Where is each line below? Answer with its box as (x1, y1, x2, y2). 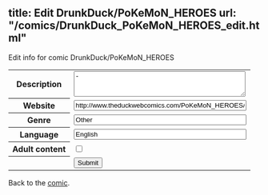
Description (16, 79, 62, 90)
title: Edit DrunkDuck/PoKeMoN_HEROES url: (8, 6, 237, 20)
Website (22, 100, 56, 111)
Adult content (12, 144, 66, 155)
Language (19, 129, 58, 141)
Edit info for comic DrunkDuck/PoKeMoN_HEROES (8, 52, 174, 62)
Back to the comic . (8, 177, 70, 187)
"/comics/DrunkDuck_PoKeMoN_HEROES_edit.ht (8, 19, 260, 33)
